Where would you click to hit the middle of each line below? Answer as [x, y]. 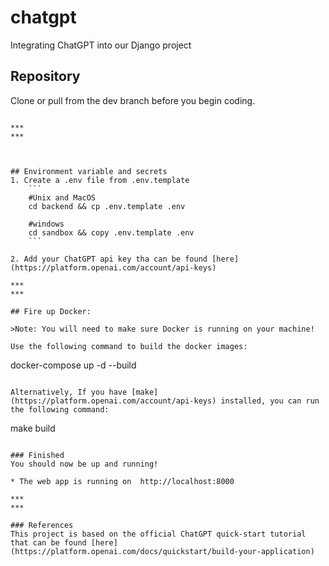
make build [33, 428]
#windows [46, 224]
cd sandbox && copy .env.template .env [111, 232]
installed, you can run [270, 401]
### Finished [37, 455]
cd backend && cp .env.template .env [107, 206]
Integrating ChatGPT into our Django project [101, 45]
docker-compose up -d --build [73, 365]
